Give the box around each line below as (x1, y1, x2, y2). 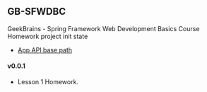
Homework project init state (7, 32, 88, 40)
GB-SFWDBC (7, 6, 66, 18)
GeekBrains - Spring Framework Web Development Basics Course (7, 24, 200, 33)
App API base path (17, 45, 73, 54)
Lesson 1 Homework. (17, 78, 79, 86)
